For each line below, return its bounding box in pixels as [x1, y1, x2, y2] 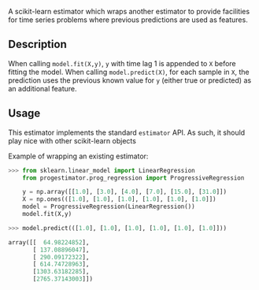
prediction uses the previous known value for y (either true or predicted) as [8, 75, 252, 85]
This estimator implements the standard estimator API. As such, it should [8, 128, 246, 137]
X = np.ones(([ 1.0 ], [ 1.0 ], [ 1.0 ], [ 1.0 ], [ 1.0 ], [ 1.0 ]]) [22, 195, 216, 203]
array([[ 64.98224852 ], [8, 238, 90, 247]
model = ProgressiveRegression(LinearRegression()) [22, 203, 195, 211]
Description [8, 38, 67, 51]
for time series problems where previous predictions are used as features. [8, 15, 248, 24]
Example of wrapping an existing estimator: [8, 151, 149, 161]
